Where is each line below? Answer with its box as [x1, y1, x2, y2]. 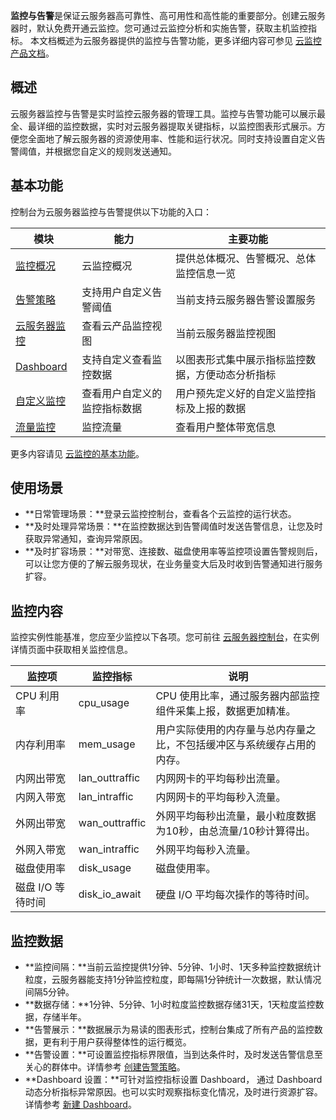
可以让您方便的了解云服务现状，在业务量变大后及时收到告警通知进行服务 [24, 558, 323, 570]
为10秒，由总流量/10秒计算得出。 [155, 824, 316, 838]
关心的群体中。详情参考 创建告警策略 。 [24, 1061, 186, 1073]
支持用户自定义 [81, 285, 153, 299]
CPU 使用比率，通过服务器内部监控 [155, 689, 320, 703]
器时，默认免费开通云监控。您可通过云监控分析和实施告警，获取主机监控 [10, 22, 308, 34]
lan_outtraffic [78, 771, 141, 785]
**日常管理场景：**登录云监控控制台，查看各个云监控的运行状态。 [24, 508, 297, 520]
